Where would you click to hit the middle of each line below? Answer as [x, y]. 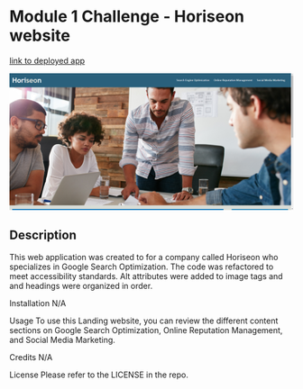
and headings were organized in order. [81, 285]
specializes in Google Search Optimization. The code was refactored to [142, 267]
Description [43, 235]
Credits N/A [31, 357]
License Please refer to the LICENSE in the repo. [99, 375]
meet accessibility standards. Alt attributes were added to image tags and [146, 276]
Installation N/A [38, 303]
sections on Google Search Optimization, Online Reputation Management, [146, 330]
